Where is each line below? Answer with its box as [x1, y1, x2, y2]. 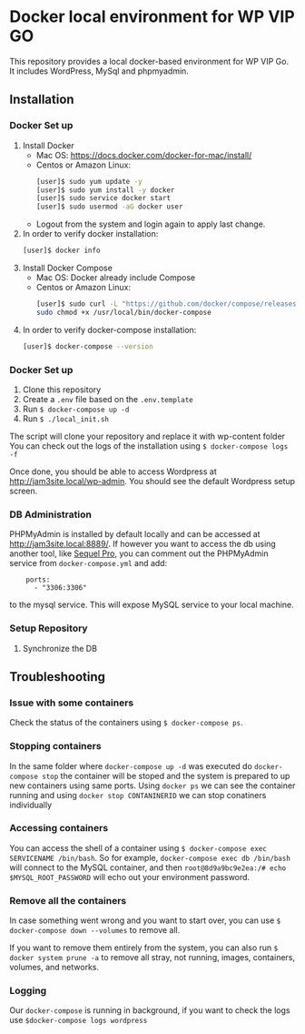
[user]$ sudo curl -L [35, 299, 118, 309]
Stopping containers [9, 740, 102, 753]
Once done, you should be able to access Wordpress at [9, 466, 218, 477]
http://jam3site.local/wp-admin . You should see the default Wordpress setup [9, 475, 296, 486]
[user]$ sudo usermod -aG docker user [35, 202, 183, 211]
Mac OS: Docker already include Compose [35, 272, 196, 283]
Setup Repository [9, 622, 88, 634]
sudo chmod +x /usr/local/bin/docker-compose [35, 308, 212, 317]
